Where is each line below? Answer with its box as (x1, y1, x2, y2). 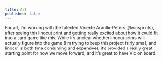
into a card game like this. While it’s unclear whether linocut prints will (5, 35, 145, 41)
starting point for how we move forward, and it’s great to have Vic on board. (5, 50, 157, 56)
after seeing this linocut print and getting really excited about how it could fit (5, 30, 158, 36)
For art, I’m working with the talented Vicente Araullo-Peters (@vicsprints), (5, 24, 155, 30)
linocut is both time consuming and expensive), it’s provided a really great (5, 45, 153, 51)
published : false (5, 12, 40, 16)
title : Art (5, 7, 27, 12)
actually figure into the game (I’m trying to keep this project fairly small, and (5, 40, 157, 46)
